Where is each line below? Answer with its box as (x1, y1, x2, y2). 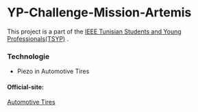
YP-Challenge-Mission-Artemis (7, 5, 192, 20)
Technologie (7, 51, 50, 61)
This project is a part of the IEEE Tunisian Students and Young (7, 27, 182, 36)
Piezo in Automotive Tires (16, 67, 90, 76)
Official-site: (7, 83, 45, 91)
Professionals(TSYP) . (7, 34, 69, 42)
